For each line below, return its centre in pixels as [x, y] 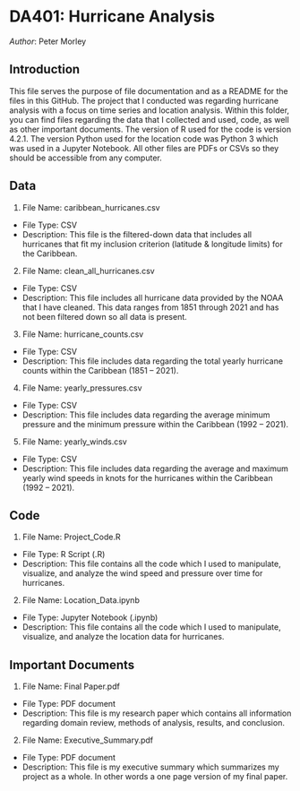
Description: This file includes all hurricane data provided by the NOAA [153, 297]
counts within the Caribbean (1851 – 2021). [100, 370]
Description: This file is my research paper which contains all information [157, 713]
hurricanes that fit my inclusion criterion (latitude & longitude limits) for [153, 244]
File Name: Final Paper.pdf [71, 686]
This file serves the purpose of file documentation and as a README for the [149, 90]
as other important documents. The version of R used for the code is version [150, 129]
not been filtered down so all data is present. [105, 316]
